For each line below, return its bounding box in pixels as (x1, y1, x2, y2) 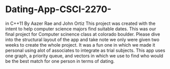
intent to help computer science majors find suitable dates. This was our (5, 25, 156, 31)
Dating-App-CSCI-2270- (5, 4, 112, 15)
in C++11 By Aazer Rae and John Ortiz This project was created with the (5, 20, 156, 26)
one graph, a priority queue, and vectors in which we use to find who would (5, 52, 163, 59)
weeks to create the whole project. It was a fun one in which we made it (5, 42, 156, 48)
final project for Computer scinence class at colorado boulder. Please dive (5, 31, 160, 37)
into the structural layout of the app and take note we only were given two (5, 37, 160, 43)
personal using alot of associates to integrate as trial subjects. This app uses (5, 47, 165, 53)
